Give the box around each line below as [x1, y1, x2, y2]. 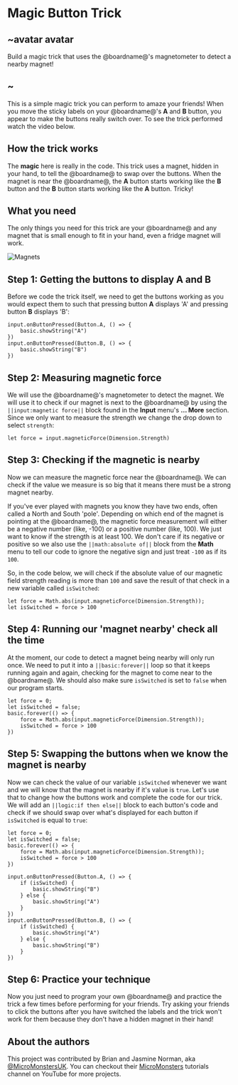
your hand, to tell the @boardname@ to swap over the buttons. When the [7, 169, 222, 177]
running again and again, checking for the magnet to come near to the [7, 668, 213, 677]
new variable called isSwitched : [7, 583, 100, 592]
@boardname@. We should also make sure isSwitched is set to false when [7, 675, 227, 685]
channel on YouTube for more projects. [7, 1070, 121, 1079]
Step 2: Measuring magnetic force [7, 372, 162, 384]
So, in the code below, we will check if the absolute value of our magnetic [7, 569, 223, 577]
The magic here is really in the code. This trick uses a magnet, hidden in [7, 162, 219, 170]
